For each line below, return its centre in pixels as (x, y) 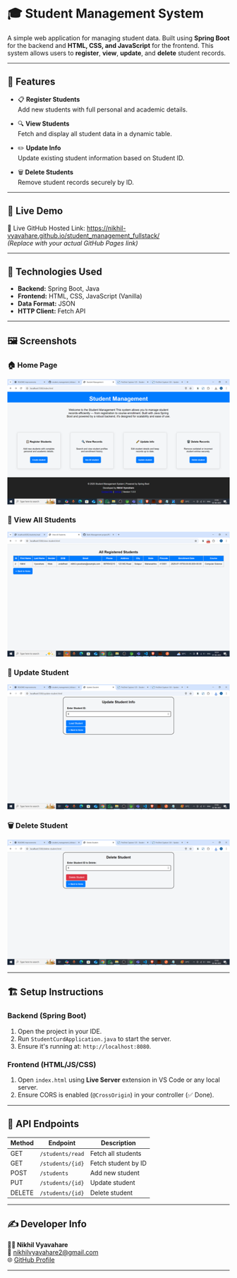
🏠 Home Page (32, 365)
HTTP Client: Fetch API (51, 311)
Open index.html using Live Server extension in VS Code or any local (119, 1080)
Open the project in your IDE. (60, 1031)
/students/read (62, 1154)
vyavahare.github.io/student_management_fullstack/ (84, 235)
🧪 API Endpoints (43, 1124)
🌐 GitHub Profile (31, 1260)
